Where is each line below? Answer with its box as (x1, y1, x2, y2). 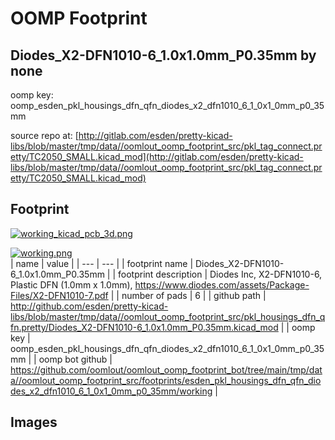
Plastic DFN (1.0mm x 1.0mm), (10, 278, 133, 291)
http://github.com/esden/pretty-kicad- (10, 300, 169, 312)
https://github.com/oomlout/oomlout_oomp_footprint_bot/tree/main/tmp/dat (10, 363, 323, 376)
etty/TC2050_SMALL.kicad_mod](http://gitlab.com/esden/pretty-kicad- (10, 151, 304, 162)
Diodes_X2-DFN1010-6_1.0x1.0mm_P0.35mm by (10, 47, 317, 64)
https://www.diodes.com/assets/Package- (134, 278, 310, 291)
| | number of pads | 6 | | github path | (110, 289, 267, 301)
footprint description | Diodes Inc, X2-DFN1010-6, (118, 268, 323, 280)
